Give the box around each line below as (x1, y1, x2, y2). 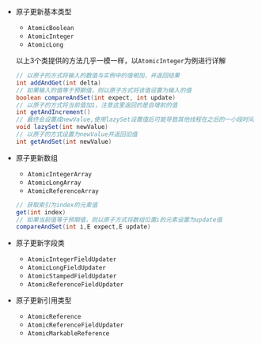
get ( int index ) (15, 208, 66, 216)
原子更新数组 (15, 153, 58, 162)
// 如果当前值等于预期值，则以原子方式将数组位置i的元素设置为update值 (15, 216, 223, 224)
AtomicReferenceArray (27, 187, 99, 195)
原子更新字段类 (15, 238, 65, 248)
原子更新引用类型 (15, 296, 72, 305)
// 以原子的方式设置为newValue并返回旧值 (15, 130, 139, 138)
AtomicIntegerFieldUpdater (27, 255, 117, 263)
